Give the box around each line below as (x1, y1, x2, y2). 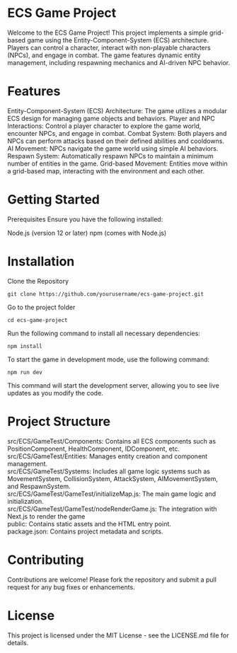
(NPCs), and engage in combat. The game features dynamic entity (7, 51, 201, 59)
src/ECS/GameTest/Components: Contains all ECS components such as (7, 437, 216, 445)
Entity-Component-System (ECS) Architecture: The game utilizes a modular (7, 106, 228, 115)
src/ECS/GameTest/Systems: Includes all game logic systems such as (7, 467, 211, 475)
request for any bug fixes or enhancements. (7, 582, 136, 591)
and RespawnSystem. (7, 482, 71, 490)
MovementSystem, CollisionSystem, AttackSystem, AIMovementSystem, (7, 474, 218, 482)
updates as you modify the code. (7, 388, 104, 397)
